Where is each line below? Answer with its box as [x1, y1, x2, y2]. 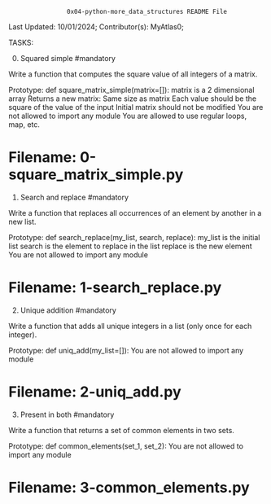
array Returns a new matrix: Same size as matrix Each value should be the [8, 94, 257, 103]
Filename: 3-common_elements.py [8, 479, 250, 497]
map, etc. [8, 120, 41, 129]
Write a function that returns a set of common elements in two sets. [8, 425, 234, 435]
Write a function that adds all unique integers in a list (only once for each [8, 321, 252, 331]
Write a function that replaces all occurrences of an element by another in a [8, 208, 262, 217]
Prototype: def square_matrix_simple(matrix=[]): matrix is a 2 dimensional [8, 85, 255, 94]
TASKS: [8, 37, 34, 47]
